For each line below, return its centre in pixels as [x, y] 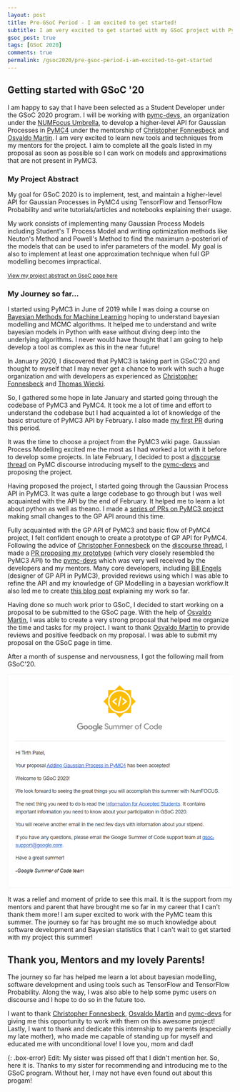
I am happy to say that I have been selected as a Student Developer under [116, 107]
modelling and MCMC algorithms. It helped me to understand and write [112, 324]
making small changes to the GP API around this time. [86, 516]
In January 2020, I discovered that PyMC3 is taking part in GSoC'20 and [114, 361]
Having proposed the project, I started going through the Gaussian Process [118, 486]
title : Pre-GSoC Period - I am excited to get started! [92, 22]
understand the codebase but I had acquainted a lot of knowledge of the [114, 413]
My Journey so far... [43, 294]
